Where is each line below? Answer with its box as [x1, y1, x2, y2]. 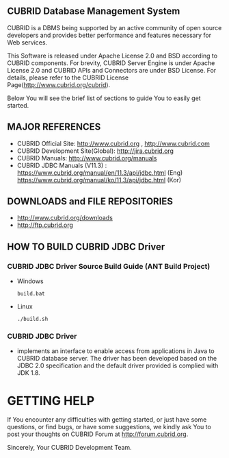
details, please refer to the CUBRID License [7, 73, 129, 82]
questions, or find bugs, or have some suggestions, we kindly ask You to [7, 423, 212, 431]
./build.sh [16, 315, 49, 323]
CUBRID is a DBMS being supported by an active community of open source [7, 23, 222, 32]
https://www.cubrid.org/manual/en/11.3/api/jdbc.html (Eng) [16, 168, 183, 177]
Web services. [7, 38, 48, 47]
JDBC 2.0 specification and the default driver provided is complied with [16, 361, 219, 370]
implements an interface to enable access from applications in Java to [16, 347, 215, 355]
